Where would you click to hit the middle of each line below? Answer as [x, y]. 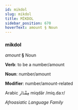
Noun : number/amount [28, 74]
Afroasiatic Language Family [34, 102]
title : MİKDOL [19, 18]
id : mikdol [16, 9]
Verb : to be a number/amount [35, 65]
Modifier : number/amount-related [39, 84]
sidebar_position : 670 [28, 23]
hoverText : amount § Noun [31, 28]
